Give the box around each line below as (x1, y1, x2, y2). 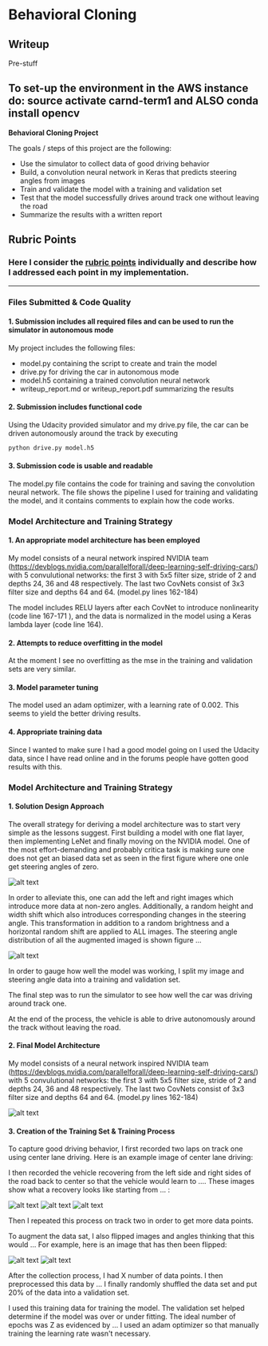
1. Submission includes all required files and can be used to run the (8, 317, 234, 327)
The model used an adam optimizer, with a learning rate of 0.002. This (8, 701, 239, 710)
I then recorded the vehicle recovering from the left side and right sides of (8, 1168, 251, 1177)
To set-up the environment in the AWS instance (8, 81, 249, 95)
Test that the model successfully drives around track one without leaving (19, 193, 259, 202)
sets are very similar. (8, 665, 77, 674)
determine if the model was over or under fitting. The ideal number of (8, 1312, 237, 1321)
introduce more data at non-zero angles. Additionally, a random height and (8, 901, 254, 911)
